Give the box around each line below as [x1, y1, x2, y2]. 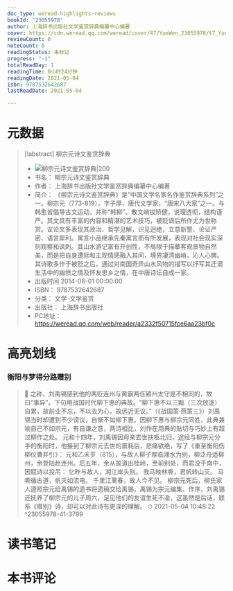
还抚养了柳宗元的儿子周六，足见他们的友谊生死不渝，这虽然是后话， [24, 493, 219, 502]
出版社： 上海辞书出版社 [34, 303, 104, 312]
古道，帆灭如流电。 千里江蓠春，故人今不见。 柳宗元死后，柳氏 [36, 476, 216, 484]
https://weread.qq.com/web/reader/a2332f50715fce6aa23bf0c [34, 319, 216, 328]
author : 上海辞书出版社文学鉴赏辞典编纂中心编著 [7, 23, 130, 30]
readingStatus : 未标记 [7, 49, 70, 56]
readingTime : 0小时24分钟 [7, 68, 78, 75]
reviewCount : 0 [7, 36, 51, 43]
